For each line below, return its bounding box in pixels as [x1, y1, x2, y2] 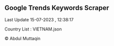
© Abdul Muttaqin [4, 35, 41, 41]
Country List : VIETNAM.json [4, 26, 62, 32]
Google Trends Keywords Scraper [4, 4, 109, 12]
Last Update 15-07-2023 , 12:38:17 [4, 16, 74, 22]
